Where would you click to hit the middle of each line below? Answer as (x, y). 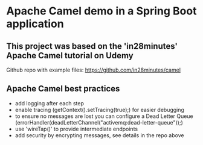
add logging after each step (50, 103)
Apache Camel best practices (63, 89)
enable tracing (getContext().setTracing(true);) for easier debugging (99, 110)
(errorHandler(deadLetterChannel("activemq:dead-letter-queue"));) (99, 122)
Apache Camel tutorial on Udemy (70, 55)
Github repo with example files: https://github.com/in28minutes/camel (94, 70)
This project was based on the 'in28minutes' (92, 46)
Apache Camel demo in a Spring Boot (101, 11)
